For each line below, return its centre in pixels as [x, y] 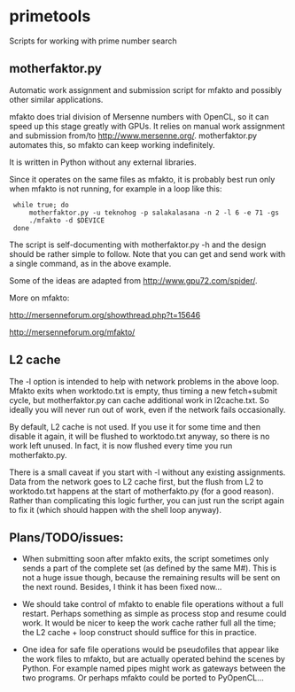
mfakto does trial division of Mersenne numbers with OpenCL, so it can [139, 116]
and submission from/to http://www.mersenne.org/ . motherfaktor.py [133, 136]
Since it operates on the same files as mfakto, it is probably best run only [142, 179]
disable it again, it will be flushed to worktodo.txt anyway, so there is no [140, 436]
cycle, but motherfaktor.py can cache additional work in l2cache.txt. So [140, 400]
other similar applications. [56, 99]
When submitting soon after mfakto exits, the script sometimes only [145, 559]
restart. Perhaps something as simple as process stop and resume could [154, 614]
